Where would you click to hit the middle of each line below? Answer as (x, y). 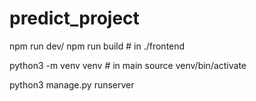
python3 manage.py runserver (72, 84)
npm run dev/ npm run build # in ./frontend (97, 46)
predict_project (74, 18)
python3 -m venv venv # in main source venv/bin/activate (128, 65)
